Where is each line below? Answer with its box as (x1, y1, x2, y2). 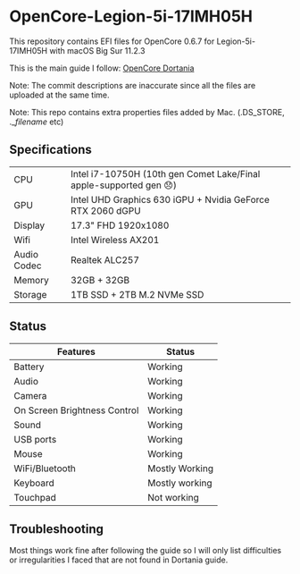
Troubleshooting (9, 521, 104, 536)
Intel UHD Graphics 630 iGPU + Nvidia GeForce (70, 193, 271, 206)
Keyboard (13, 477, 55, 489)
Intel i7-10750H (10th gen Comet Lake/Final (70, 167, 261, 180)
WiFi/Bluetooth (13, 462, 76, 475)
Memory (13, 274, 49, 286)
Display (13, 219, 46, 232)
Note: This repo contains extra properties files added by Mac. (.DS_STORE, (9, 106, 285, 117)
